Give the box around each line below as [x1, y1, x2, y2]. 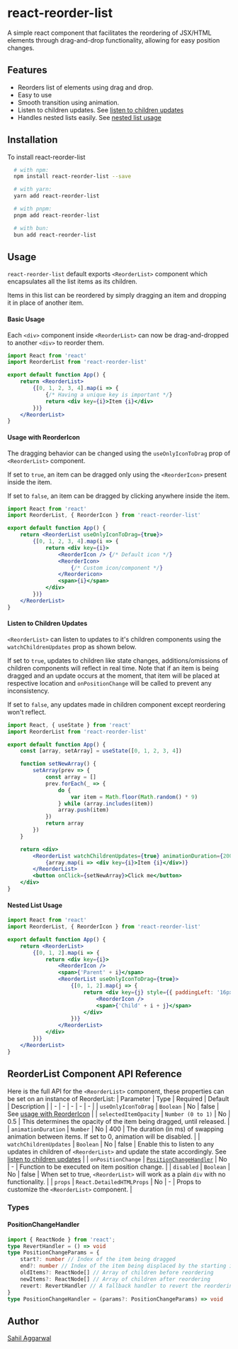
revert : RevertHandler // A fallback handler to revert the [20, 1282, 201, 1289]
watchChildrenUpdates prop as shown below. [7, 642, 137, 651]
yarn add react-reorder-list [13, 193, 100, 200]
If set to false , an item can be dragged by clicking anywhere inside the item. [7, 492, 230, 500]
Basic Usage [7, 315, 45, 323]
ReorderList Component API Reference [7, 1068, 182, 1080]
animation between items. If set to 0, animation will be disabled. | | [7, 1132, 200, 1141]
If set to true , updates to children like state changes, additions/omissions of [7, 656, 228, 665]
